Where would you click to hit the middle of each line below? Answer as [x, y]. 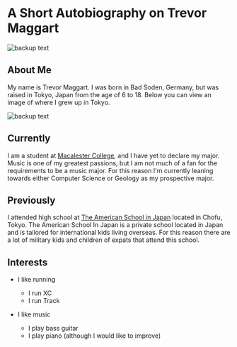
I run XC [40, 293]
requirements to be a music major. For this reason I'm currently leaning [110, 170]
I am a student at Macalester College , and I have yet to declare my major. [114, 155]
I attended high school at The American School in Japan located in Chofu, [115, 217]
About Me [29, 70]
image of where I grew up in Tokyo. [59, 102]
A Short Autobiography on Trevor [107, 13]
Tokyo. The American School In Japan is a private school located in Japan [115, 225]
